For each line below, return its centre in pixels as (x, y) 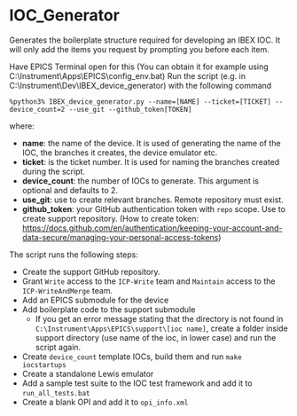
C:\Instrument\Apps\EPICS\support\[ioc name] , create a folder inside (161, 328)
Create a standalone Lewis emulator (88, 373)
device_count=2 (37, 109)
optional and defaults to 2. (70, 190)
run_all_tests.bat (56, 393)
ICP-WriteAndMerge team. (67, 290)
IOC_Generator (64, 16)
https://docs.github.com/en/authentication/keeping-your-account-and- (152, 228)
